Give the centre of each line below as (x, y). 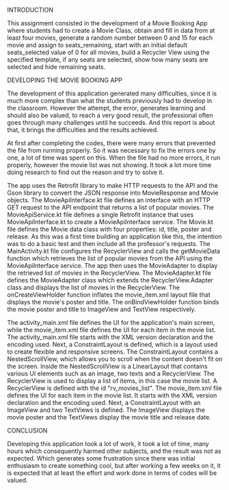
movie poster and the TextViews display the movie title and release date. (109, 417)
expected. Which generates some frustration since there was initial (102, 458)
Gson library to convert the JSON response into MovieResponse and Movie (113, 193)
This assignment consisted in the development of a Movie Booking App (107, 23)
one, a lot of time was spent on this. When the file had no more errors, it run (114, 158)
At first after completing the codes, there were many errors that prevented (111, 143)
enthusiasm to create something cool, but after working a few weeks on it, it (114, 466)
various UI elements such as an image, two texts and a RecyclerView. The (111, 373)
